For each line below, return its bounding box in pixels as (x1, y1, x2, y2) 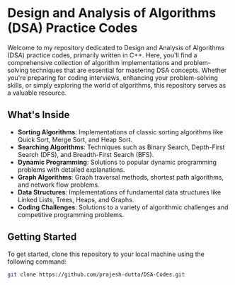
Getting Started (7, 231, 77, 243)
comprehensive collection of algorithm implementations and (7, 58, 183, 66)
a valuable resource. (7, 88, 67, 97)
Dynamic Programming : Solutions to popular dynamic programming (17, 158, 217, 166)
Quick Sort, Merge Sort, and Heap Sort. (17, 135, 133, 144)
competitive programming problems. (17, 210, 125, 219)
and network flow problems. (17, 180, 101, 189)
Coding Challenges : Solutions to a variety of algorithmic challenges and (17, 203, 229, 211)
